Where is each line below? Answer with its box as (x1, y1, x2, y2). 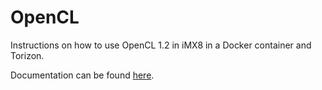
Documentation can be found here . (10, 69, 155, 81)
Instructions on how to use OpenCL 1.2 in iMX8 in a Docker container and (10, 39, 312, 51)
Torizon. (10, 49, 45, 61)
